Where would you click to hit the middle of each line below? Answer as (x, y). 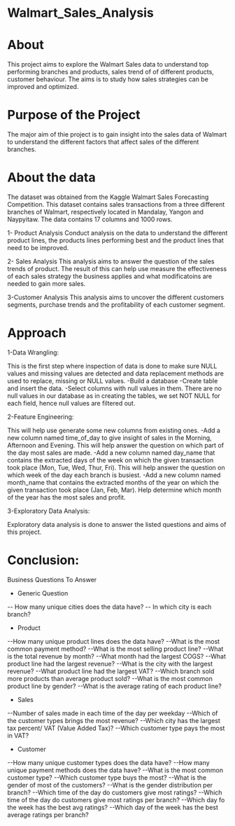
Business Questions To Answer (52, 579)
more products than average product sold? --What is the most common (110, 678)
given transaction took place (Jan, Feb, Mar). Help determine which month (114, 490)
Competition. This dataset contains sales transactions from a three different (116, 204)
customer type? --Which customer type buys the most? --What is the (107, 777)
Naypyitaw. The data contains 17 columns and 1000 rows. (90, 219)
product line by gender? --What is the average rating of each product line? (114, 686)
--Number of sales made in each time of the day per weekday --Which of (113, 713)
